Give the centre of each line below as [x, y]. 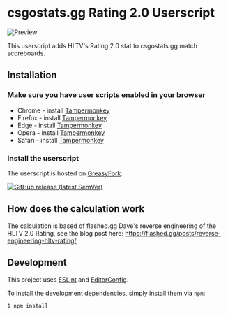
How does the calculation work [76, 209]
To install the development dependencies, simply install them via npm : [106, 293]
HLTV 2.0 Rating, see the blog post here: [66, 233]
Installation [32, 75]
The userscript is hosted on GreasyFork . [65, 173]
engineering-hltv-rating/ [42, 240]
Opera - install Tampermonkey [61, 132]
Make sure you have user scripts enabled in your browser [106, 95]
